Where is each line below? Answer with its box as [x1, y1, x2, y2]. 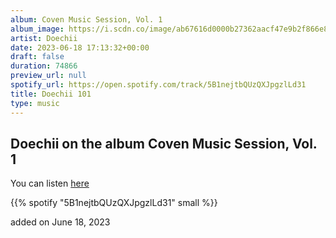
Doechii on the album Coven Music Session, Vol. [10, 135, 318, 152]
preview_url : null [10, 71, 87, 81]
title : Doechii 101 [10, 89, 92, 99]
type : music [10, 98, 60, 108]
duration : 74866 [10, 61, 78, 71]
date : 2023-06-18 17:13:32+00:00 [10, 42, 150, 53]
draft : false [10, 52, 65, 62]
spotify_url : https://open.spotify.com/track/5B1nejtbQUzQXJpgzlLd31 [10, 80, 307, 90]
